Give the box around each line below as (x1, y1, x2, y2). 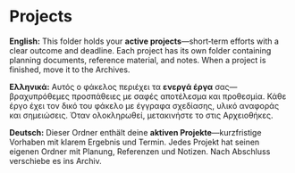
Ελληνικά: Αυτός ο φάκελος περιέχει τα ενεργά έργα (9, 81, 214, 92)
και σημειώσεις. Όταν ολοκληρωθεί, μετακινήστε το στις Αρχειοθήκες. (9, 110, 274, 120)
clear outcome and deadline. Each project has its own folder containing (9, 45, 272, 55)
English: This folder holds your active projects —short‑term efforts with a (9, 36, 280, 46)
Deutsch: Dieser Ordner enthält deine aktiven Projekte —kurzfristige (9, 127, 262, 137)
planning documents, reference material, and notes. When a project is (9, 54, 266, 65)
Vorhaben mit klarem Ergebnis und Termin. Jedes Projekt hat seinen (9, 136, 260, 147)
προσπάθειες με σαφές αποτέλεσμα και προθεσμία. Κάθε (71, 91, 287, 102)
